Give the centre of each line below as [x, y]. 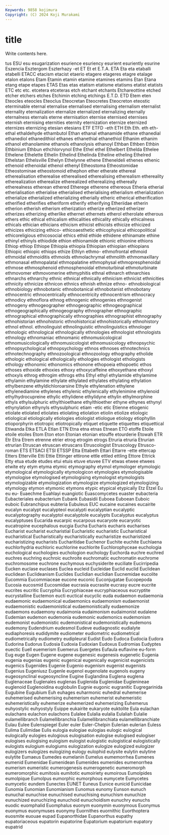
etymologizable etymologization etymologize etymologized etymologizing [82, 483]
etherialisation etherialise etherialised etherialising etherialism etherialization [84, 192]
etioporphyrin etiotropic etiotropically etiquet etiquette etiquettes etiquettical [84, 424]
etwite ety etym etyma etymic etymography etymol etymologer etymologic [83, 467]
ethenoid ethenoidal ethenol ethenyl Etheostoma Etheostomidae [72, 165]
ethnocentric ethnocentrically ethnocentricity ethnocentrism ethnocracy [80, 295]
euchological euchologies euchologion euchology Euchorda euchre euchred [84, 553]
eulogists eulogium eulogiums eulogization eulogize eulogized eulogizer [80, 746]
